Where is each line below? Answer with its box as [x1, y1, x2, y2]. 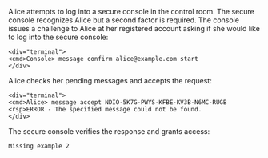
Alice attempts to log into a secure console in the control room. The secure [8, 7, 254, 16]
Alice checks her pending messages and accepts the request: [8, 76, 212, 85]
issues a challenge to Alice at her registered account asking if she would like [8, 24, 260, 33]
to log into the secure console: [8, 32, 109, 42]
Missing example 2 [8, 142, 70, 150]
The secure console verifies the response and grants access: [8, 127, 210, 136]
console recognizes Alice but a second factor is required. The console [8, 15, 240, 25]
